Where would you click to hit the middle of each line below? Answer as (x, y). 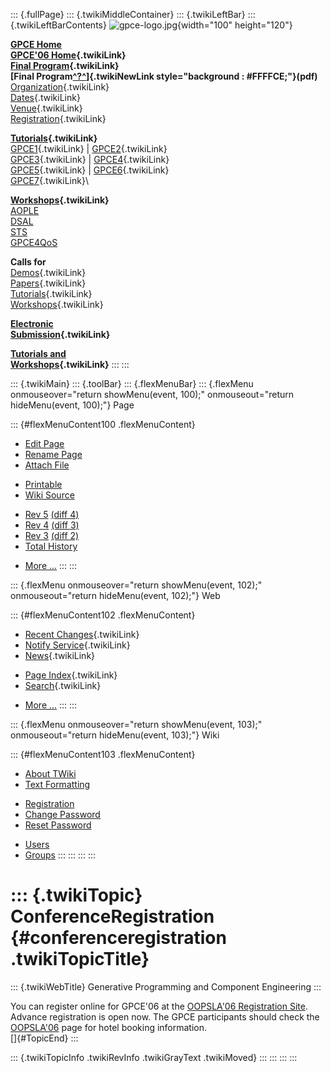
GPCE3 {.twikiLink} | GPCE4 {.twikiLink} (90, 159)
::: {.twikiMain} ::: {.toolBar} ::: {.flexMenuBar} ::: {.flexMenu (132, 383)
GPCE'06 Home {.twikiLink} (68, 55)
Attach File (47, 465)
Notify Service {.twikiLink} (77, 645)
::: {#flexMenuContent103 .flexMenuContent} (103, 754)
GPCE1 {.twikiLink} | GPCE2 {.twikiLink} (89, 148)
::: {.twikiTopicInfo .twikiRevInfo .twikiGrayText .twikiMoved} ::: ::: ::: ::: (154, 1057)
